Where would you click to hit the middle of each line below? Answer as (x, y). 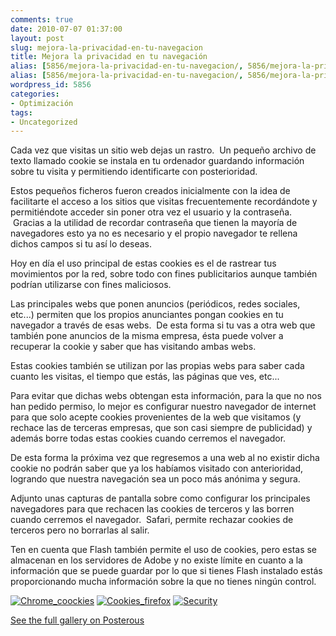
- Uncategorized (44, 122)
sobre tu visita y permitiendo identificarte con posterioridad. (134, 172)
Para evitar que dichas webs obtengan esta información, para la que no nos (166, 396)
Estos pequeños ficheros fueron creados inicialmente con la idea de (150, 191)
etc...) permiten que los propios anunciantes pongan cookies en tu (147, 315)
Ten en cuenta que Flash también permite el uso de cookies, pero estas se (164, 550)
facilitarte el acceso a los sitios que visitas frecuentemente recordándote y (164, 202)
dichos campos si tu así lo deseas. (81, 244)
